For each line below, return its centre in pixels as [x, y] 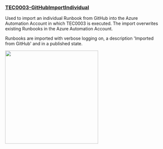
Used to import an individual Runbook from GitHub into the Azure [72, 18]
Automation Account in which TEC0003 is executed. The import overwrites [82, 23]
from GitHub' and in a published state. [44, 44]
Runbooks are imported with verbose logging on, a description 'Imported [80, 38]
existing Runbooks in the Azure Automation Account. [59, 29]
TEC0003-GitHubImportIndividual [47, 7]
